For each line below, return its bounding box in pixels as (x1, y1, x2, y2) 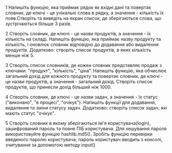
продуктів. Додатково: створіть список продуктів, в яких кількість (5, 47, 151, 53)
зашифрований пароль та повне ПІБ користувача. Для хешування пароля (5, 125, 167, 132)
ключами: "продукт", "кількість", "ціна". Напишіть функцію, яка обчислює (5, 68, 167, 74)
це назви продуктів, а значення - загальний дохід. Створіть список (5, 79, 152, 84)
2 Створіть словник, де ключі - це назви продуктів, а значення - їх (5, 31, 151, 36)
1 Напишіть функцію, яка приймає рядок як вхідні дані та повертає (5, 5, 151, 10)
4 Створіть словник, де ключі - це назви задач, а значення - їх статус (5, 94, 158, 100)
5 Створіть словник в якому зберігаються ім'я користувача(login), (5, 120, 151, 126)
